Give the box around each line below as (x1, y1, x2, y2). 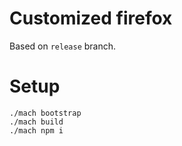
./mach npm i (9, 125, 64, 136)
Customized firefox (9, 7, 173, 30)
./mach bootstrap (9, 108, 82, 118)
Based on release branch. (9, 40, 117, 52)
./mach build (9, 117, 64, 127)
